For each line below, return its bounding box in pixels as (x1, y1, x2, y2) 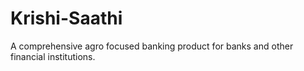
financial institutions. (10, 50, 96, 62)
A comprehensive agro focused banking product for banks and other (10, 40, 294, 52)
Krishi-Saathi (10, 7, 123, 30)
